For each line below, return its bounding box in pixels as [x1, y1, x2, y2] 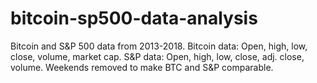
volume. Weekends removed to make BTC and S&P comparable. [10, 61, 274, 73]
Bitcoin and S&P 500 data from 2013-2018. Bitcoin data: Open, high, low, [10, 40, 308, 52]
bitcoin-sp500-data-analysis [10, 7, 258, 30]
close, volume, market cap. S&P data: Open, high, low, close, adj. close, [10, 50, 305, 62]
